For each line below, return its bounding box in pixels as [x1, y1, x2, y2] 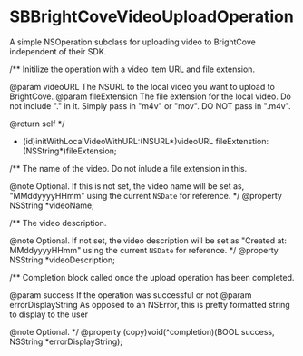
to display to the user [9, 309, 89, 320]
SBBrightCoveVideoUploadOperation [9, 6, 295, 27]
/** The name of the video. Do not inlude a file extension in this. [9, 163, 248, 173]
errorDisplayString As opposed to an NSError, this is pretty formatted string [9, 299, 290, 310]
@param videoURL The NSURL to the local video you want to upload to [9, 81, 275, 92]
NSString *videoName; [9, 200, 95, 211]
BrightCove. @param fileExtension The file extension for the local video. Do [9, 91, 292, 102]
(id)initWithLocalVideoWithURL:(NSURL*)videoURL [22, 135, 214, 146]
